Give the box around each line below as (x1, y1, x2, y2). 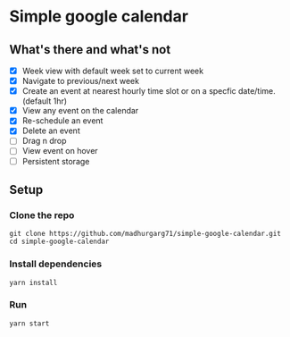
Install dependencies (9, 257, 103, 270)
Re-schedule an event (21, 115, 104, 126)
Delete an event (21, 125, 80, 136)
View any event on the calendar (21, 105, 139, 116)
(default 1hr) (21, 96, 68, 106)
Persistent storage (21, 156, 90, 166)
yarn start (9, 319, 50, 328)
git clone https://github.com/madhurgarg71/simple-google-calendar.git (9, 230, 281, 239)
